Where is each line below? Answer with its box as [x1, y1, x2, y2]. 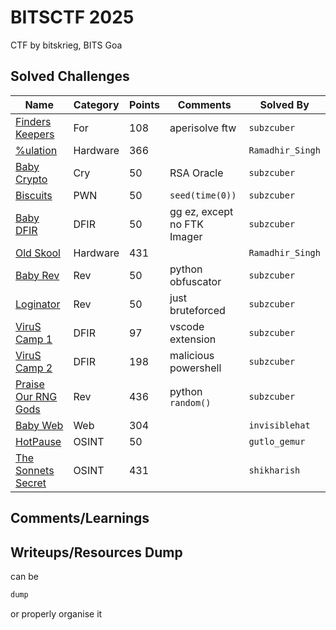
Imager [169, 229, 203, 243]
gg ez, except [169, 204, 234, 218]
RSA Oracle [169, 166, 224, 180]
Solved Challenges [10, 68, 130, 85]
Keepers [15, 127, 55, 141]
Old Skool [15, 246, 61, 260]
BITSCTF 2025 [10, 6, 135, 29]
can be [10, 570, 39, 582]
